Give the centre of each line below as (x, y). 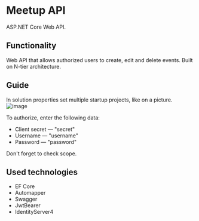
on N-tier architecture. (34, 66)
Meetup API (36, 10)
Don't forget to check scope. (42, 154)
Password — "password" (46, 142)
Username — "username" (47, 136)
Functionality (31, 46)
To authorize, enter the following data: (53, 118)
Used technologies (42, 172)
